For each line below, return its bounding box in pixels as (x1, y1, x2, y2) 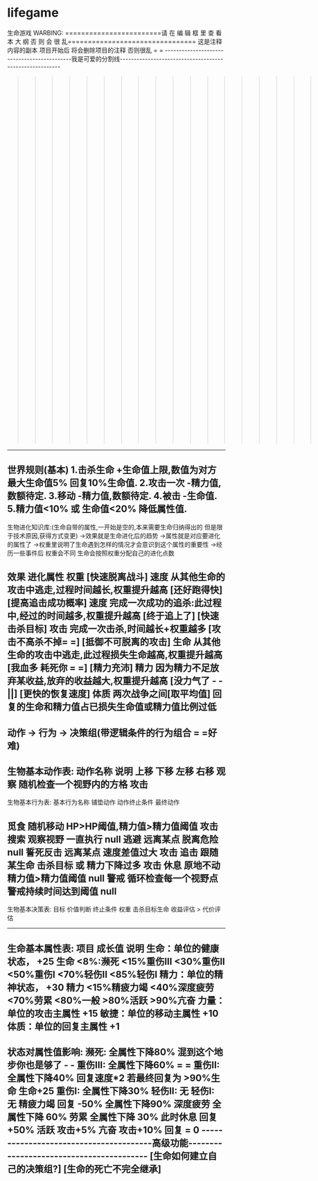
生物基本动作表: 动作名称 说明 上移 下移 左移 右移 (7, 765, 215, 777)
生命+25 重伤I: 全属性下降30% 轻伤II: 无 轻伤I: (18, 1085, 215, 1096)
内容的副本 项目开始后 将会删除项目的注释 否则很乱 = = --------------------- (7, 46, 224, 54)
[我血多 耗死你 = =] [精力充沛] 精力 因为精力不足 (7, 662, 211, 674)
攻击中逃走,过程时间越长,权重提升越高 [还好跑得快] (7, 584, 223, 596)
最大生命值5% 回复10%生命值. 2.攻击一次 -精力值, (7, 477, 222, 489)
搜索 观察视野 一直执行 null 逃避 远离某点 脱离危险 (7, 833, 219, 845)
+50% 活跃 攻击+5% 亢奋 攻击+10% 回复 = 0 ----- (7, 1124, 223, 1136)
